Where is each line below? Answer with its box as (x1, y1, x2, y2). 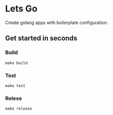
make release (5, 106, 32, 111)
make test (5, 83, 26, 88)
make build (5, 60, 28, 65)
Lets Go (5, 3, 38, 14)
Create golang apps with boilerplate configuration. (5, 19, 109, 25)
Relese (5, 94, 22, 101)
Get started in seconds (5, 34, 78, 42)
